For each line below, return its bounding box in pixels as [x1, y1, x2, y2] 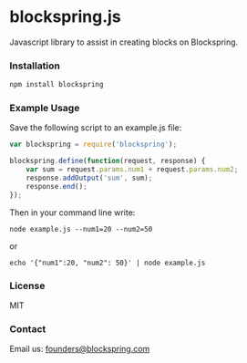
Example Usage [9, 102, 80, 115]
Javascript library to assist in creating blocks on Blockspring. [9, 36, 239, 47]
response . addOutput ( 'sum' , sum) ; [26, 173, 153, 183]
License [9, 279, 46, 292]
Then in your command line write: [9, 207, 136, 218]
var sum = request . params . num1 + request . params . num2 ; [26, 165, 239, 174]
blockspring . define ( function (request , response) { [9, 157, 206, 166]
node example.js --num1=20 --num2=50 [9, 224, 153, 233]
